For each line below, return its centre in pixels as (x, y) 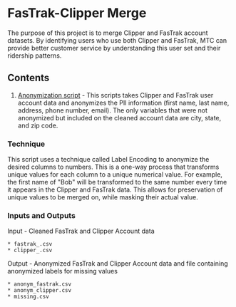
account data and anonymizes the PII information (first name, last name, (123, 103)
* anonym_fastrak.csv (40, 284)
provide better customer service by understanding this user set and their (114, 48)
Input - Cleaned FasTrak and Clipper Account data (81, 231)
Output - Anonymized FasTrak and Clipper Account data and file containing (118, 264)
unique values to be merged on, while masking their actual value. (103, 197)
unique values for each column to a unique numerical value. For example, (115, 175)
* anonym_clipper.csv (40, 291)
